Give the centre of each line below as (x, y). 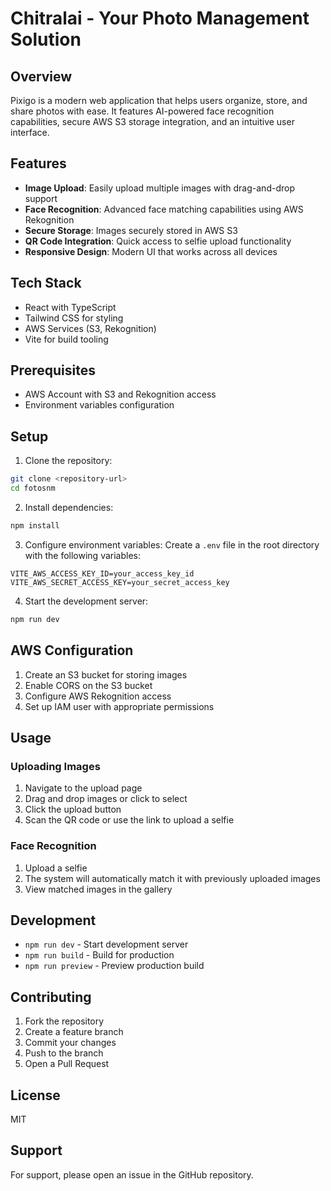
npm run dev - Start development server (106, 944)
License (35, 1095)
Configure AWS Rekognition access (98, 696)
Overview (41, 76)
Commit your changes (70, 1043)
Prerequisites (53, 370)
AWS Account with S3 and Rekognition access (120, 394)
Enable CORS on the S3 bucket (88, 685)
